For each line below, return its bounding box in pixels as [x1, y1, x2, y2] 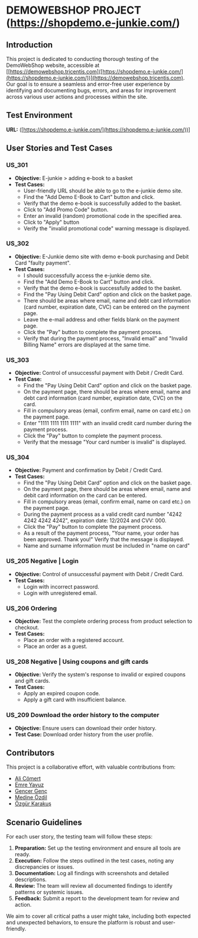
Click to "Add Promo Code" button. [23, 205, 109, 213]
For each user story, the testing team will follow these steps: [6, 833, 152, 840]
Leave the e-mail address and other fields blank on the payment [23, 316, 180, 323]
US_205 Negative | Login [6, 557, 79, 566]
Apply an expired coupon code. [23, 690, 100, 697]
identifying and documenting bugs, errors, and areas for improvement [6, 87, 176, 94]
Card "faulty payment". [14, 259, 71, 266]
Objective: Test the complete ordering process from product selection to [14, 617, 193, 625]
